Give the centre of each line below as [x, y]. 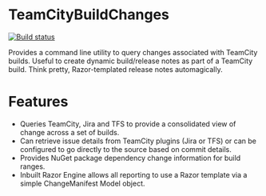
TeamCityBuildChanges [89, 15]
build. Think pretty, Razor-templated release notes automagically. [115, 69]
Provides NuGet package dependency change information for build [130, 158]
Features [38, 102]
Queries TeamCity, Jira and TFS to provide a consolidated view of [128, 124]
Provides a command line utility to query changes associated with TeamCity [133, 52]
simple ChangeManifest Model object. [82, 183]
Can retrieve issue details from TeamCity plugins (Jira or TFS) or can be [138, 141]
